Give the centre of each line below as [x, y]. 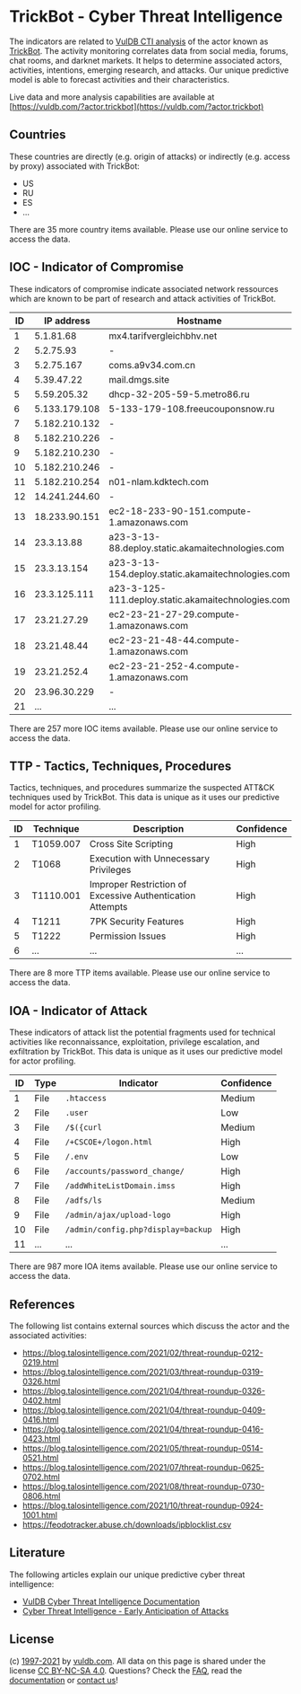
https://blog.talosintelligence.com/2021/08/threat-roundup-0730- [143, 1487]
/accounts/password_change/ [125, 1171]
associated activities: [48, 1335]
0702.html [41, 1477]
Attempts [108, 907]
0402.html [41, 1400]
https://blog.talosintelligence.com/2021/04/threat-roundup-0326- [144, 1391]
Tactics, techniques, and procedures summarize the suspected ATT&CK [142, 788]
